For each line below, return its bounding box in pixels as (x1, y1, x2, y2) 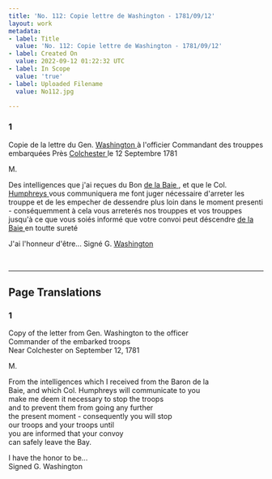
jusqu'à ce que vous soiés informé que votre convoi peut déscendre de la (8, 214, 254, 224)
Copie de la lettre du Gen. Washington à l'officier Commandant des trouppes (8, 140, 264, 149)
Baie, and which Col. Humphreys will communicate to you (8, 386, 201, 395)
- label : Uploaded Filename (8, 80, 104, 88)
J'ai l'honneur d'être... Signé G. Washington (8, 239, 154, 248)
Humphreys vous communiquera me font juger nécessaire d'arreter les (8, 188, 245, 198)
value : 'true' (15, 72, 63, 80)
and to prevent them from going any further (8, 403, 154, 412)
